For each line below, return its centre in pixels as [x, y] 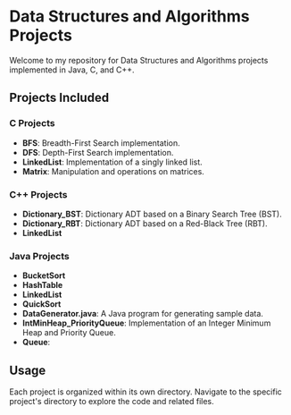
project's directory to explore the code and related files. [112, 402]
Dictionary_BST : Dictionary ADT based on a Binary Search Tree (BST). [152, 214]
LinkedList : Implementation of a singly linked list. [112, 162]
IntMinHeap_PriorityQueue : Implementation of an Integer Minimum [146, 323]
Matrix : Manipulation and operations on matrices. [113, 171]
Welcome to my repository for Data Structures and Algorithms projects [139, 60]
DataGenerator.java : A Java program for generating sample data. [142, 314]
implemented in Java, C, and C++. [72, 70]
